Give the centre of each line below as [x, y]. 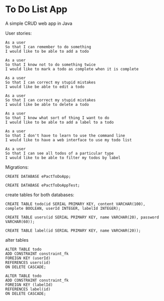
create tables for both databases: [40, 195]
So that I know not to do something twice [50, 64]
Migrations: [17, 167]
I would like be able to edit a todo [45, 87]
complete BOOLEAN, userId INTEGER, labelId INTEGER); [63, 208]
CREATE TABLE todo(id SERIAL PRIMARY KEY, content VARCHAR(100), [75, 204]
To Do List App [36, 9]
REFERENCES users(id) [28, 262]
